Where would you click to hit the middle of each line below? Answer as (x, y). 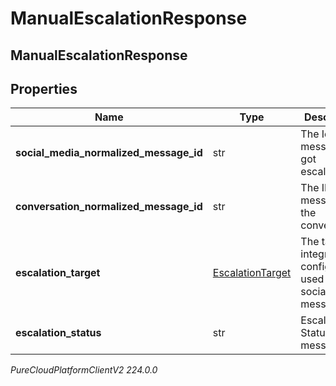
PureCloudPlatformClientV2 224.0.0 (84, 370)
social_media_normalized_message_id (109, 153)
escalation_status (58, 333)
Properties (44, 88)
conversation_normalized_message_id (109, 207)
